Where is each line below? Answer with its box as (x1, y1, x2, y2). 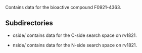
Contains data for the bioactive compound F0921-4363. (5, 5, 121, 10)
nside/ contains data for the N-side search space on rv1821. (12, 42, 137, 48)
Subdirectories (5, 19, 53, 27)
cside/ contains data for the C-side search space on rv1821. (12, 32, 137, 38)
